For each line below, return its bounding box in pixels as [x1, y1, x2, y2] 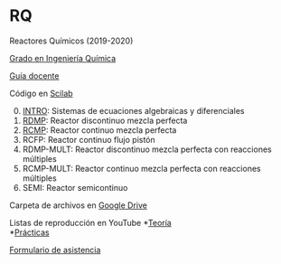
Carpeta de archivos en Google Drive [9, 200, 147, 211]
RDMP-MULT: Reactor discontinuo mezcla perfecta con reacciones [22, 144, 273, 155]
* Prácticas [9, 227, 50, 238]
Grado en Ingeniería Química [9, 52, 117, 63]
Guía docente [9, 70, 60, 81]
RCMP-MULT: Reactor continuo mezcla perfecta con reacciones [22, 163, 261, 174]
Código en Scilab [9, 88, 74, 99]
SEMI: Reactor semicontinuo [22, 182, 128, 193]
